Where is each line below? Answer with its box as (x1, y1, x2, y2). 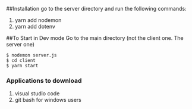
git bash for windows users (14, 96, 81, 104)
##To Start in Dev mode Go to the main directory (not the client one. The (6, 35, 184, 41)
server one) (6, 41, 34, 48)
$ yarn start (6, 63, 39, 68)
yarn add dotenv (14, 23, 55, 30)
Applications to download (6, 76, 82, 85)
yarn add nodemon (14, 17, 62, 23)
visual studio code (14, 90, 60, 97)
